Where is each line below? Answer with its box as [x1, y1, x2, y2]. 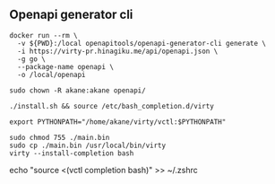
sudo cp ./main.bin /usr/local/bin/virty [9, 141, 167, 150]
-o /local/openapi [17, 70, 87, 79]
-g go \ [17, 54, 47, 64]
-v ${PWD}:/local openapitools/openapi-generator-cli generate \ [17, 39, 267, 48]
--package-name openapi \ [17, 62, 115, 71]
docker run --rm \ [9, 31, 78, 39]
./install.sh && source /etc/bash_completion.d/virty [9, 101, 215, 110]
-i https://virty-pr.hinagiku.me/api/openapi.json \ [17, 47, 219, 56]
